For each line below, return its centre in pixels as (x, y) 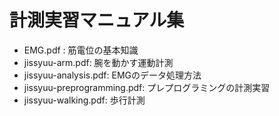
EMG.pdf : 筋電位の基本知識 (81, 50)
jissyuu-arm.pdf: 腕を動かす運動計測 (98, 62)
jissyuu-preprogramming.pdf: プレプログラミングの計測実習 (147, 87)
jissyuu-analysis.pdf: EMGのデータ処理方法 (112, 75)
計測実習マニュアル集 (97, 20)
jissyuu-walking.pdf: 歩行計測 (84, 100)
